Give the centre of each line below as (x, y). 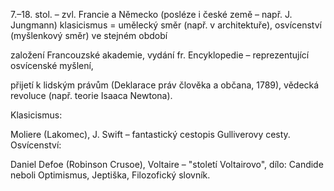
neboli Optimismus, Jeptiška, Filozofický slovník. (110, 175)
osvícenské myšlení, (52, 65)
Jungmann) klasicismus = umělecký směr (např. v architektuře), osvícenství (166, 25)
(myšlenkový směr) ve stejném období (89, 35)
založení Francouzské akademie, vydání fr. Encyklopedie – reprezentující (160, 55)
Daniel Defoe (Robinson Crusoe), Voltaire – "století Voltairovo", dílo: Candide (167, 164)
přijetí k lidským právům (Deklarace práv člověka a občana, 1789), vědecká (165, 85)
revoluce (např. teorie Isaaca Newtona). (91, 95)
